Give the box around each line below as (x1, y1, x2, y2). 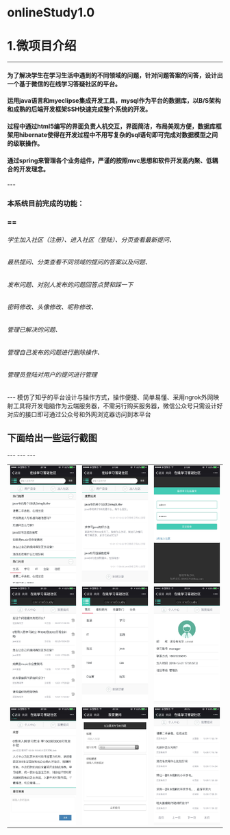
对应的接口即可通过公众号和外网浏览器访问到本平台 (7, 410, 151, 419)
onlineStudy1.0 (7, 5, 95, 21)
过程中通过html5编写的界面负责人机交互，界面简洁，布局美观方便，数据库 (7, 122, 216, 130)
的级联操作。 (7, 139, 43, 147)
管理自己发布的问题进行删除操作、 (7, 348, 103, 356)
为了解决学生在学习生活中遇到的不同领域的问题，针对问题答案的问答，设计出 (7, 71, 223, 79)
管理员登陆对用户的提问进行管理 (7, 371, 97, 379)
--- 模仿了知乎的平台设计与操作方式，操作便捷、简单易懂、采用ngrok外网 (7, 392, 214, 401)
